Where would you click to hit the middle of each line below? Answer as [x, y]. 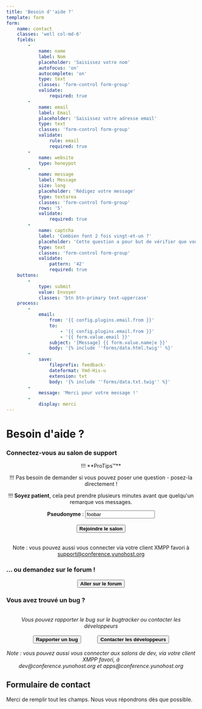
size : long [52, 186]
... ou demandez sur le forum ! [51, 570]
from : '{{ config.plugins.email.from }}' [102, 320]
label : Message [57, 180]
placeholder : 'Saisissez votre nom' [84, 62]
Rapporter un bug [57, 639]
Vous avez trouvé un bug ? [46, 600]
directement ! [101, 484]
